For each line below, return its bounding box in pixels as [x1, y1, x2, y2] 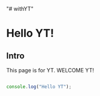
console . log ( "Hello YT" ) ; [6, 84, 72, 90]
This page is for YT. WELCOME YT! [6, 67, 95, 74]
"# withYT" [6, 5, 34, 12]
